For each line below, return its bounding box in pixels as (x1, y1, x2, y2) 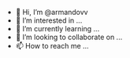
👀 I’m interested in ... (15, 16, 83, 25)
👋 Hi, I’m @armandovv (15, 8, 88, 16)
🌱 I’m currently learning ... (15, 24, 100, 33)
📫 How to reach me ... (15, 42, 89, 50)
